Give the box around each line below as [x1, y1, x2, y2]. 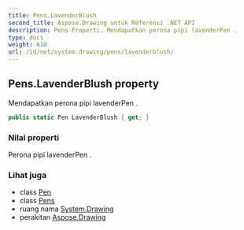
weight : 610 [8, 41, 47, 49]
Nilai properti [8, 132, 60, 143]
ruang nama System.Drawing [19, 204, 114, 213]
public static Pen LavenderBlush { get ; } [8, 113, 150, 121]
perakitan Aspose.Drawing [19, 213, 106, 222]
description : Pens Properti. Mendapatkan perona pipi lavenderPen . [8, 26, 238, 34]
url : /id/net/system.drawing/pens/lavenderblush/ [8, 48, 175, 56]
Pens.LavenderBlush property [8, 77, 160, 91]
